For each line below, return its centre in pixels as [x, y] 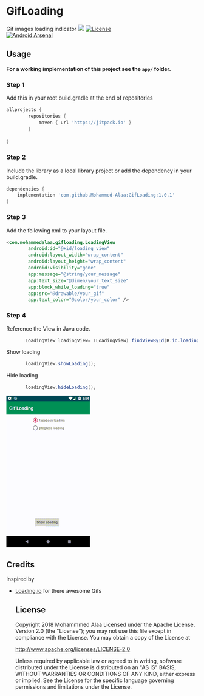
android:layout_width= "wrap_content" [76, 255]
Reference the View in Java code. [48, 328]
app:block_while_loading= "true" [69, 287]
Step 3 [16, 217]
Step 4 [16, 316]
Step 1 [15, 84]
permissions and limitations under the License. [73, 686]
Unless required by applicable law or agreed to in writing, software [98, 661]
